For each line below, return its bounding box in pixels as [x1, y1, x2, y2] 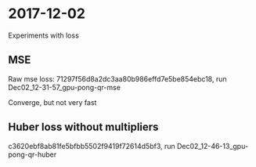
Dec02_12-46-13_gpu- [176, 141, 249, 151]
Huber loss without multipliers [8, 121, 159, 134]
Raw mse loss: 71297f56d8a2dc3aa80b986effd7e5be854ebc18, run [8, 74, 227, 83]
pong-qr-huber [8, 150, 57, 159]
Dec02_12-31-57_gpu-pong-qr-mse [8, 82, 121, 92]
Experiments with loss [8, 31, 80, 40]
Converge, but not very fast [8, 97, 97, 107]
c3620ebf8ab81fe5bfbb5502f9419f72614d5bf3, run [8, 141, 176, 151]
